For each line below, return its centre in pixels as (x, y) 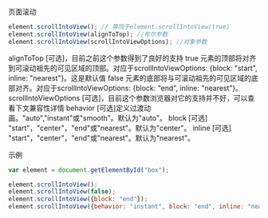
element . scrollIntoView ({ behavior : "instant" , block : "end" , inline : (126, 207)
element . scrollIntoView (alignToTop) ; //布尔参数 (88, 34)
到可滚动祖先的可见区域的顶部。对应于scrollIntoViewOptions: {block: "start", (133, 68)
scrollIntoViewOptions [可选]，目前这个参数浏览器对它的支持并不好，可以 (128, 97)
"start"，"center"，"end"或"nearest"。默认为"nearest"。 (102, 137)
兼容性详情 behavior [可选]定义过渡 (87, 108)
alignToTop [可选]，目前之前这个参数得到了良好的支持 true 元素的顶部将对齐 (132, 57)
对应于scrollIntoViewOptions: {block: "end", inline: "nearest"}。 (139, 88)
